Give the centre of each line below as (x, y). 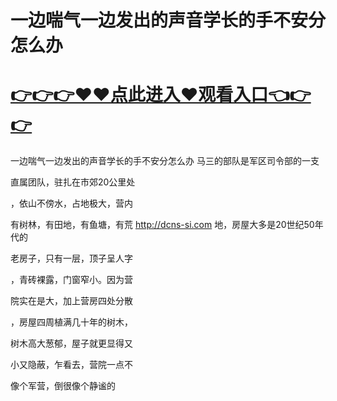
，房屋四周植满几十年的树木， (71, 322)
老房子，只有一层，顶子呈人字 (71, 258)
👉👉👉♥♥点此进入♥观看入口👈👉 (161, 95)
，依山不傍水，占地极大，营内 (71, 203)
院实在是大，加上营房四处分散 (71, 301)
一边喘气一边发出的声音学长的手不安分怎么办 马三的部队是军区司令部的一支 (165, 161)
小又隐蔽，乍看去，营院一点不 (71, 365)
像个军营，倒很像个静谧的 (63, 386)
